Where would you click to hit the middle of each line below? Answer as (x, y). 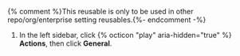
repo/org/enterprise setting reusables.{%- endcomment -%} (107, 20)
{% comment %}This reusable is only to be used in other (100, 11)
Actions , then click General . (65, 43)
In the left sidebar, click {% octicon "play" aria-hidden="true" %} (125, 35)
